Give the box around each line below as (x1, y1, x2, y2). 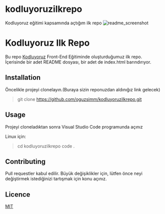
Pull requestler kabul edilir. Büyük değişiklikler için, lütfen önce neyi (5, 170, 143, 177)
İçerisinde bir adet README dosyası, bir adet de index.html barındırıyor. (5, 59, 152, 65)
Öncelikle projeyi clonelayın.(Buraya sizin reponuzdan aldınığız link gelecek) (5, 86, 161, 92)
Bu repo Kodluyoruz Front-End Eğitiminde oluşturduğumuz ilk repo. (5, 54, 143, 60)
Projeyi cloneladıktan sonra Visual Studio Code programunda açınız (5, 124, 143, 130)
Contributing (5, 157, 46, 166)
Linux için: (5, 133, 26, 140)
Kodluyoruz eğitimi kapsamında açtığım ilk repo (5, 20, 102, 26)
